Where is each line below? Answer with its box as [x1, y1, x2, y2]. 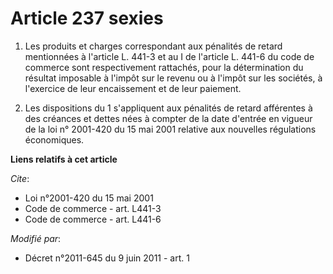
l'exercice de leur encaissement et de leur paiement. [24, 82, 242, 94]
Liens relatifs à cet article [10, 153, 118, 165]
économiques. [24, 133, 85, 146]
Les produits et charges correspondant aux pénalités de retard [24, 40, 283, 52]
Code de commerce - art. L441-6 [24, 213, 162, 225]
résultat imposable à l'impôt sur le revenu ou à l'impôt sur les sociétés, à [24, 72, 323, 84]
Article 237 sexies [10, 7, 164, 30]
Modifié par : [10, 232, 62, 244]
